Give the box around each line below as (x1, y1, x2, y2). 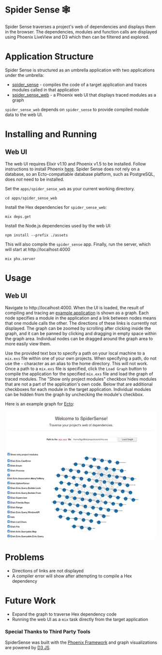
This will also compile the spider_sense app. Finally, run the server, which (5, 241, 151, 247)
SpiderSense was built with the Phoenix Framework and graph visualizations (5, 639, 157, 645)
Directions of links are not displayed (12, 568, 84, 573)
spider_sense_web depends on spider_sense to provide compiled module (5, 106, 149, 112)
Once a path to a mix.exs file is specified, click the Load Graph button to (5, 366, 147, 371)
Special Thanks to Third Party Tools (5, 628, 90, 635)
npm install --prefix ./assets (5, 233, 68, 237)
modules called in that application (12, 86, 79, 93)
